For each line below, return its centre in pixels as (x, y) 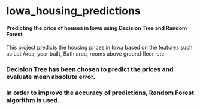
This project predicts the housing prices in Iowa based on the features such (99, 48)
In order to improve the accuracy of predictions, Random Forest (100, 93)
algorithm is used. (33, 100)
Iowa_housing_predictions (73, 11)
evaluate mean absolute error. (51, 77)
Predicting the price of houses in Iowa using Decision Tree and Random (97, 27)
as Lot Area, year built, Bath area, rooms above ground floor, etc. (86, 54)
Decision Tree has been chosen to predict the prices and (90, 69)
